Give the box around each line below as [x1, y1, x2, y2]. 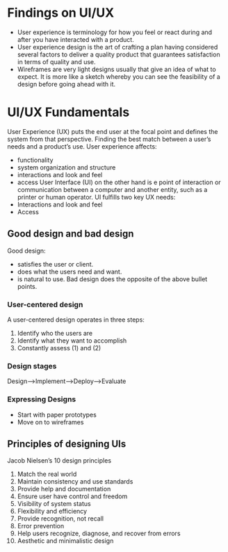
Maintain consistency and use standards [17, 477, 133, 486]
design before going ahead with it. [17, 80, 116, 88]
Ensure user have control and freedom [17, 492, 128, 500]
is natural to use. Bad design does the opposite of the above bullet [17, 274, 208, 283]
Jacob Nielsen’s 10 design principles [7, 456, 112, 465]
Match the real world [17, 470, 77, 479]
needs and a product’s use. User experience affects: [7, 142, 158, 151]
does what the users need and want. [17, 267, 122, 276]
